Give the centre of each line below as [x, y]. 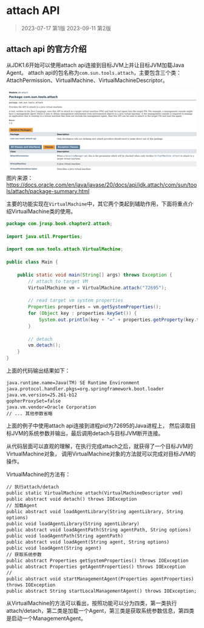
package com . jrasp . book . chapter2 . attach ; [59, 223]
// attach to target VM [58, 281]
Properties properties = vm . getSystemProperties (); [95, 307]
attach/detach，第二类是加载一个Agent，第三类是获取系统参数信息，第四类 [100, 611]
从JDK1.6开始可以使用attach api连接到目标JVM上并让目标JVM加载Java [95, 65]
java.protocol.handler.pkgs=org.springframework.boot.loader [85, 389]
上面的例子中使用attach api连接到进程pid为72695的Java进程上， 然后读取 [98, 426]
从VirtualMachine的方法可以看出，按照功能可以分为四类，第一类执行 [92, 603]
